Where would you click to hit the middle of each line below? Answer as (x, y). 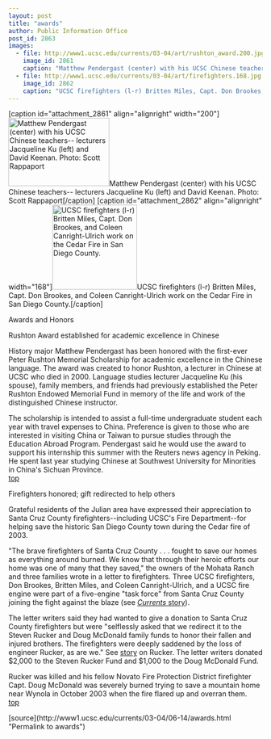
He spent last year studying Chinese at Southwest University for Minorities (132, 461)
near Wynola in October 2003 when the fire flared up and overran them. (128, 694)
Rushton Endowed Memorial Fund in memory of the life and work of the (127, 394)
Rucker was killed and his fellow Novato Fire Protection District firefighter (130, 677)
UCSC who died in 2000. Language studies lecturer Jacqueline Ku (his (126, 377)
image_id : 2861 (48, 61)
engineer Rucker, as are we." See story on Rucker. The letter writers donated (135, 653)
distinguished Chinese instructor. (63, 403)
